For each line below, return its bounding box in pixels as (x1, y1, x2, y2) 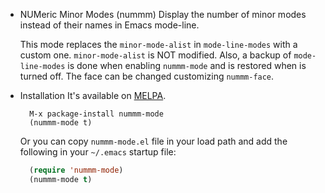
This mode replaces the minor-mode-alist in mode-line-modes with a (19, 39, 298, 50)
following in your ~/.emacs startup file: (19, 146, 177, 158)
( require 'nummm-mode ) (29, 165, 124, 175)
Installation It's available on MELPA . (19, 90, 167, 101)
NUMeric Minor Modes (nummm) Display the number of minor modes (19, 9, 307, 20)
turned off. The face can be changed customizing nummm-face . (19, 70, 275, 82)
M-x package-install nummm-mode (29, 109, 164, 119)
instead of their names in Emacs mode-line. (19, 19, 200, 31)
